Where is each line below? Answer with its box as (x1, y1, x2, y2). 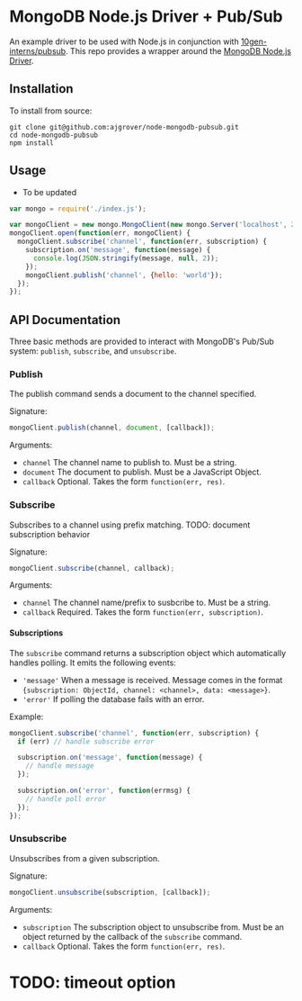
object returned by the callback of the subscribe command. (22, 931, 243, 942)
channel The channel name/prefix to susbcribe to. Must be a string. (22, 597, 271, 609)
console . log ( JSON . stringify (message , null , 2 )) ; (32, 254, 219, 263)
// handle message (25, 762, 94, 771)
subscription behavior (9, 528, 91, 539)
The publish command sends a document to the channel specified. (9, 389, 257, 400)
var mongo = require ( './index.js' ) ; (9, 204, 147, 213)
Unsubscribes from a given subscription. (9, 852, 160, 863)
